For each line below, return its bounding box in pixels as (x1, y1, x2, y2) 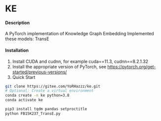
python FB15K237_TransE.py (5, 111, 61, 116)
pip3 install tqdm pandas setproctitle (5, 107, 87, 112)
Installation (5, 47, 29, 53)
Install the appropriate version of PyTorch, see (12, 63, 107, 69)
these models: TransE (5, 36, 49, 42)
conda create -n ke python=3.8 (5, 93, 70, 98)
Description (5, 19, 30, 25)
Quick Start (12, 74, 36, 80)
